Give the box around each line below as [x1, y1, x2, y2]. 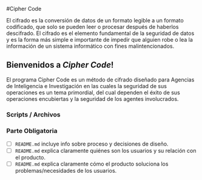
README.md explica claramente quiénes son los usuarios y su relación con [15, 147, 197, 155]
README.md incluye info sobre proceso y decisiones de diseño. [15, 140, 169, 147]
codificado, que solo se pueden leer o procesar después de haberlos [6, 24, 179, 30]
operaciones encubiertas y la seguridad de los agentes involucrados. [6, 95, 179, 102]
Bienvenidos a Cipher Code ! [6, 60, 114, 70]
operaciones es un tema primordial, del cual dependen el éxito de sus [6, 89, 180, 96]
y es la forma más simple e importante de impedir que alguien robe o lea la [6, 36, 193, 43]
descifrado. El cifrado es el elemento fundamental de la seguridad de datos [6, 30, 195, 37]
